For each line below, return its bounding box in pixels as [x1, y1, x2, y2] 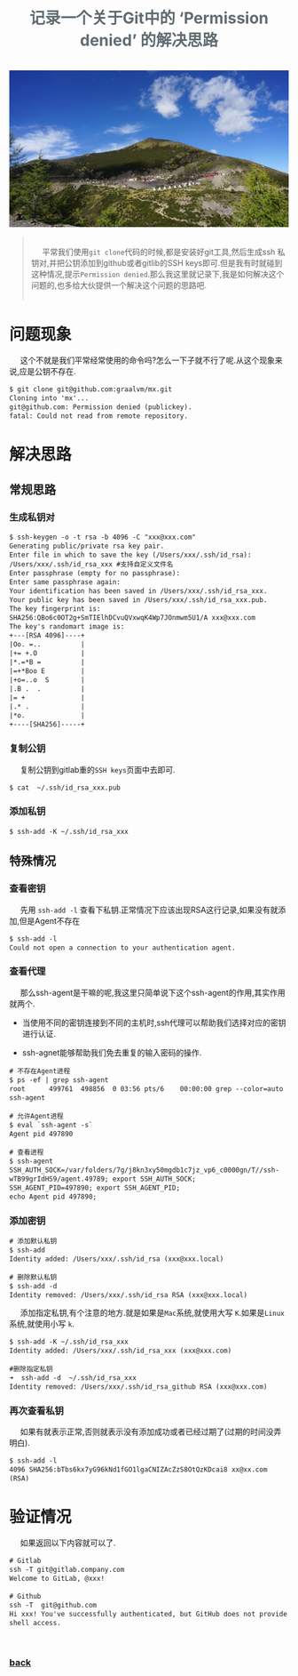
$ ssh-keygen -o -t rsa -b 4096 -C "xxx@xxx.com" [9, 533, 197, 542]
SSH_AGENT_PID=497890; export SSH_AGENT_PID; [9, 1183, 180, 1192]
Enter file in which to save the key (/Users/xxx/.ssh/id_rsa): [9, 550, 252, 560]
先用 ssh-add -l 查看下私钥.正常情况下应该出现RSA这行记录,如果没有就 [20, 904, 278, 915]
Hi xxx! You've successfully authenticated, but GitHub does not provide [9, 1610, 288, 1619]
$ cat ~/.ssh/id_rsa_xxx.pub [9, 783, 122, 792]
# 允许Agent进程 [9, 1111, 64, 1120]
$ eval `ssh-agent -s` [9, 1120, 93, 1129]
